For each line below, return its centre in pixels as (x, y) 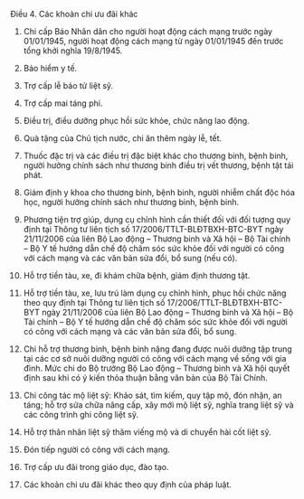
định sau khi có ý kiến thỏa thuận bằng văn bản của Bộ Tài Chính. (145, 378)
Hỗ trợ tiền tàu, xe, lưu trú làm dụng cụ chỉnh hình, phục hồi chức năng (155, 293)
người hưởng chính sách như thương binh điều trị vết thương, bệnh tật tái (158, 165)
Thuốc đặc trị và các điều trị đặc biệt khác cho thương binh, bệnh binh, (156, 155)
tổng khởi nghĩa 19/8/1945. (73, 51)
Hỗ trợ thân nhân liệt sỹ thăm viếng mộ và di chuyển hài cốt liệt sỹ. (147, 432)
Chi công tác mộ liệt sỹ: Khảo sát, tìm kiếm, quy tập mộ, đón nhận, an (153, 395)
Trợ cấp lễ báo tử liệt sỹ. (68, 85)
